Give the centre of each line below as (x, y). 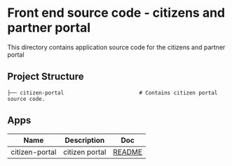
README (128, 152)
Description (85, 140)
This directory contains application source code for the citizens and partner (116, 47)
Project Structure (46, 77)
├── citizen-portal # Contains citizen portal (112, 92)
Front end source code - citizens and (116, 13)
